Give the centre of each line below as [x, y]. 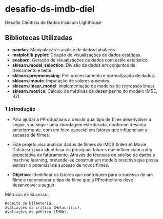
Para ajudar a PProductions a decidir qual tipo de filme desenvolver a [81, 119]
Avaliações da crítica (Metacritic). [43, 208]
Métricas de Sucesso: [27, 195]
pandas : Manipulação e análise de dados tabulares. [64, 49]
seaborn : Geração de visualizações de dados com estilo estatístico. [80, 60]
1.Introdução [20, 109]
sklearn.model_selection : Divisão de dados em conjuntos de [74, 65]
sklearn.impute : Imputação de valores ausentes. [61, 80]
